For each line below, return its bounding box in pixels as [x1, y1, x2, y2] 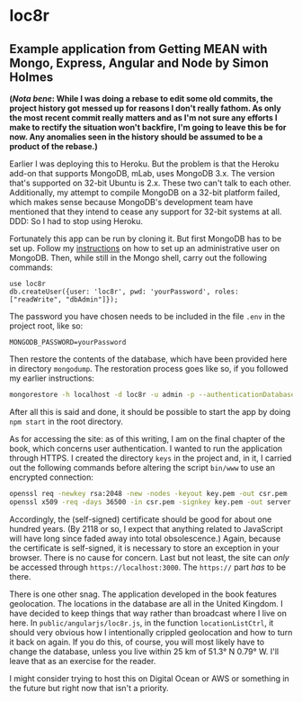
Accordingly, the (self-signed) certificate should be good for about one [9, 514, 272, 525]
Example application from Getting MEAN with [9, 41, 268, 57]
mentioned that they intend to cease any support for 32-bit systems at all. [9, 206, 282, 217]
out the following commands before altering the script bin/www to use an [9, 462, 276, 472]
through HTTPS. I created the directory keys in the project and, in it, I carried [9, 452, 292, 463]
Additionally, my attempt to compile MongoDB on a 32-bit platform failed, [9, 187, 280, 198]
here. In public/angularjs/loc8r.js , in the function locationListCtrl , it [9, 617, 274, 628]
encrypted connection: [9, 472, 94, 482]
